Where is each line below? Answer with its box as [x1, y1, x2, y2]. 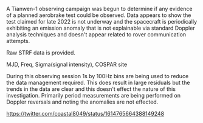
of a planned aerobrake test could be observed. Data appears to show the [6, 12, 191, 19]
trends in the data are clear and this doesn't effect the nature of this [6, 85, 176, 93]
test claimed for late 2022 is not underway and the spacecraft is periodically [6, 18, 198, 25]
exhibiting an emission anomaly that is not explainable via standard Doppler [6, 24, 196, 32]
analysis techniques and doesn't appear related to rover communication [6, 31, 187, 38]
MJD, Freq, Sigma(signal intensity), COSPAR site [6, 61, 128, 68]
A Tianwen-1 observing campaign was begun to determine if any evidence [6, 5, 193, 12]
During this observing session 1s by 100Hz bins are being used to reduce [6, 73, 189, 79]
